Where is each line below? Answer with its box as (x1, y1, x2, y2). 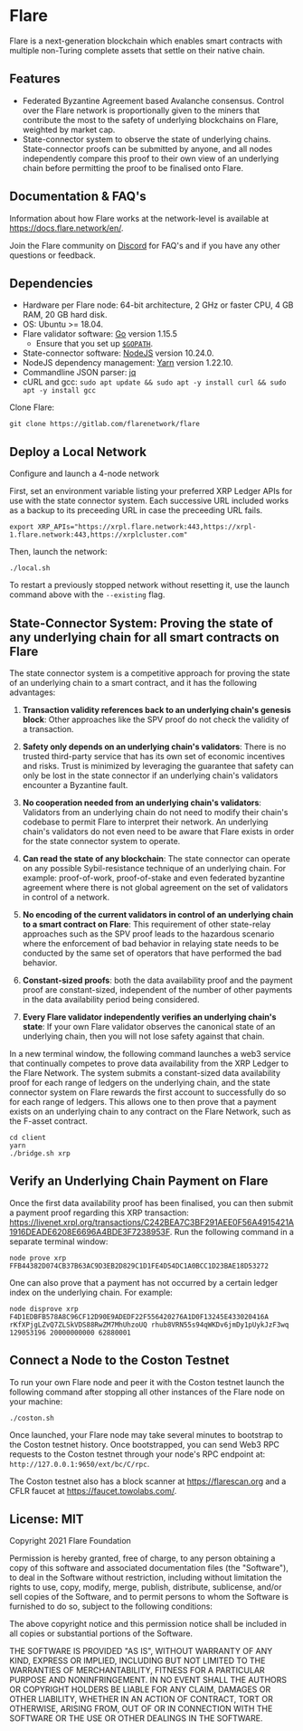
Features (9, 71, 61, 87)
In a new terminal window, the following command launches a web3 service (9, 1049, 291, 1059)
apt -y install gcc (22, 386, 97, 395)
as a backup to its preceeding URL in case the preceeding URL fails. (9, 505, 263, 516)
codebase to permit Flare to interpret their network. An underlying (22, 816, 269, 827)
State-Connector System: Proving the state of (9, 615, 274, 631)
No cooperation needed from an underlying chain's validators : (22, 797, 262, 808)
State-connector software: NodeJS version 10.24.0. (22, 347, 214, 358)
